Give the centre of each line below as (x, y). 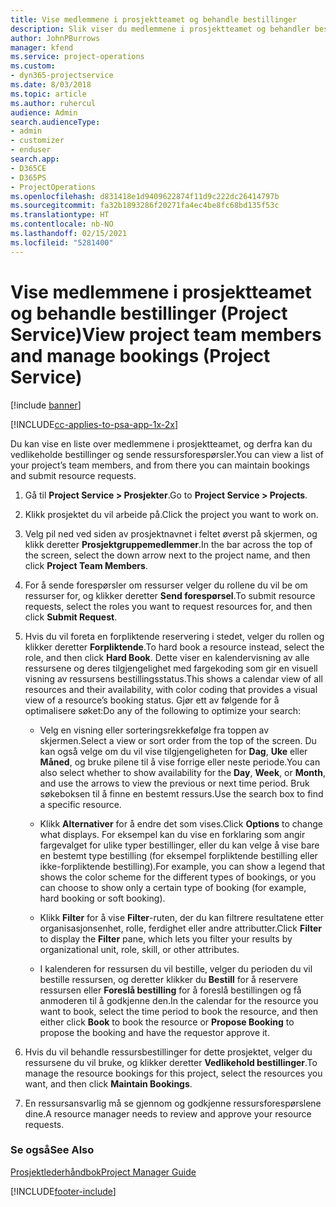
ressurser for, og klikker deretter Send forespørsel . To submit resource (170, 595)
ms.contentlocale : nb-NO (62, 224)
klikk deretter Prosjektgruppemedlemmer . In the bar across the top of (168, 544)
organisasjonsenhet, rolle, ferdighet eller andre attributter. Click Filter (180, 928)
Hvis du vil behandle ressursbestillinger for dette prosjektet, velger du (168, 1052)
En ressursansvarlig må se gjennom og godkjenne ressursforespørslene (173, 1103)
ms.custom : (33, 66)
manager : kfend (42, 47)
